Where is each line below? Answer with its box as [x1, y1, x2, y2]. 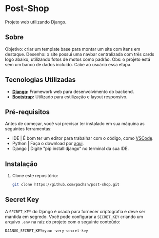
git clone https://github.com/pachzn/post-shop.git [12, 182, 119, 187]
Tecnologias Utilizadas [5, 76, 76, 84]
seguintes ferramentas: [5, 126, 52, 132]
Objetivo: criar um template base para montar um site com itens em [5, 46, 140, 52]
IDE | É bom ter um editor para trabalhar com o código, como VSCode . [12, 135, 154, 141]
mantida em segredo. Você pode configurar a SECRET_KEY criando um [5, 214, 143, 220]
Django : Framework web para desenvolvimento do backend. [12, 89, 134, 94]
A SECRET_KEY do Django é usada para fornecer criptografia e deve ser [5, 208, 146, 214]
